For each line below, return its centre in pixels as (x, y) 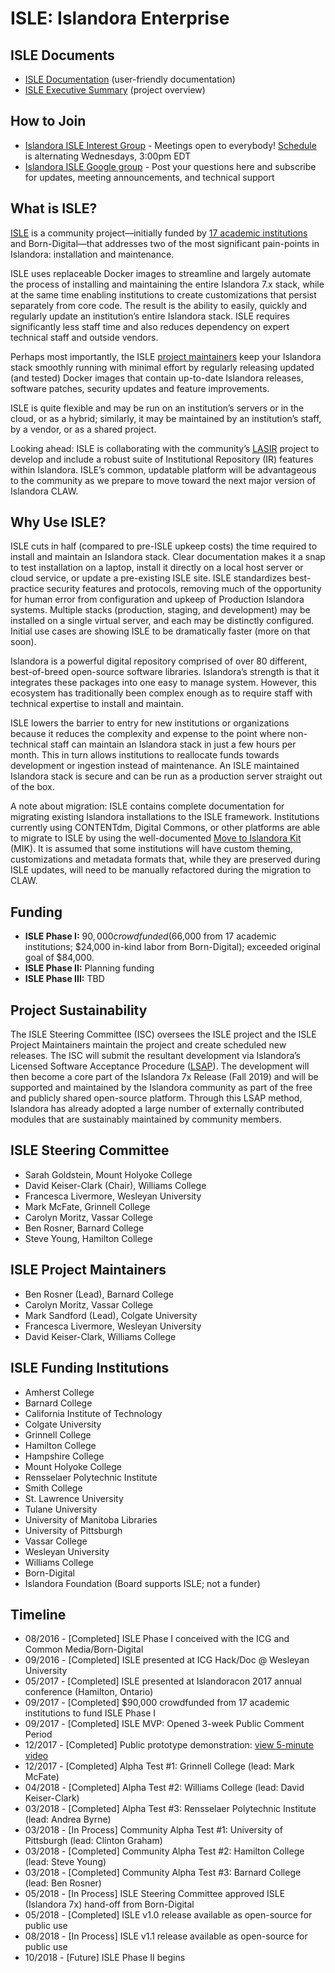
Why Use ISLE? (58, 522)
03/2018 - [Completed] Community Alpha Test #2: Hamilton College (164, 1851)
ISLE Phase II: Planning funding (89, 968)
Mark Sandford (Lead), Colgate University (111, 1315)
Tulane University (61, 1509)
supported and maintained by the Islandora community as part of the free (161, 1088)
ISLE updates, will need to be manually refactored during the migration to (161, 870)
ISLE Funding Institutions (90, 1368)
